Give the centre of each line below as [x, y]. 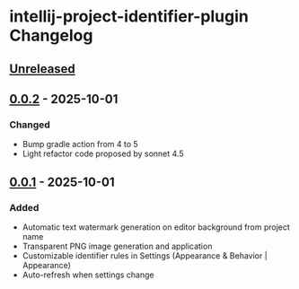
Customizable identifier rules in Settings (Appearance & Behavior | [145, 255]
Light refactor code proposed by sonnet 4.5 [103, 153]
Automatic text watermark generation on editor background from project [156, 227]
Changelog [51, 35]
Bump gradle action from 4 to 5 [80, 144]
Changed [30, 125]
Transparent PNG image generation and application [117, 246]
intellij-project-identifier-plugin [129, 17]
